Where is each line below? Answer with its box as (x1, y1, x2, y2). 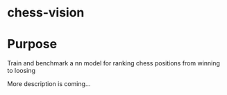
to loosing (7, 67, 36, 75)
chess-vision (7, 5, 85, 21)
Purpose (7, 36, 58, 52)
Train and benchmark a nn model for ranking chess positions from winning (7, 59, 221, 67)
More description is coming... (7, 80, 91, 88)
